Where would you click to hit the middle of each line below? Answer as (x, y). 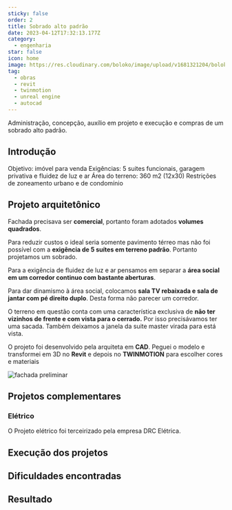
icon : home (23, 59)
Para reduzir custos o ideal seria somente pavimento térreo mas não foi (109, 242)
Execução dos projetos (58, 452)
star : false (25, 52)
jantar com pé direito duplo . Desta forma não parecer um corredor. (103, 298)
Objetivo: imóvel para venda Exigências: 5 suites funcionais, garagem (106, 168)
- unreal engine (37, 97)
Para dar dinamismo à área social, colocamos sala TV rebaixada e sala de (113, 291)
